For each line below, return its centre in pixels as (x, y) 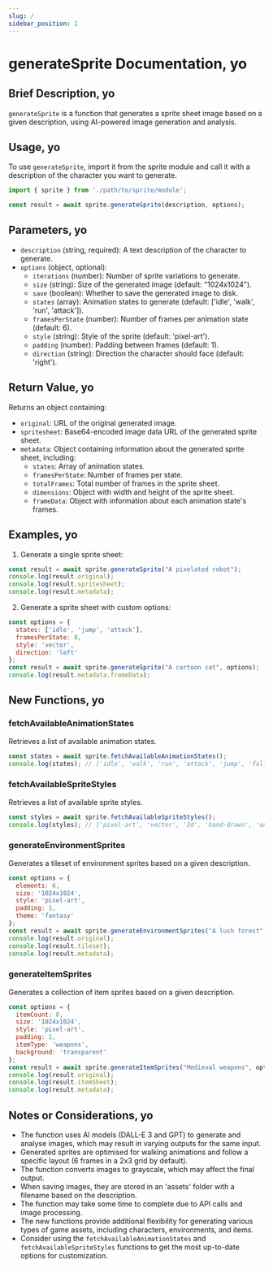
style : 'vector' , (45, 645)
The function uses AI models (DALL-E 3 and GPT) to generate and (130, 1135)
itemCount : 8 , (39, 1015)
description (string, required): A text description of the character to (133, 249)
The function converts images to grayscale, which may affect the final (137, 1170)
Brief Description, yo (62, 94)
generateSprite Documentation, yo (128, 64)
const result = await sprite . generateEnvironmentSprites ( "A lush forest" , (138, 931)
